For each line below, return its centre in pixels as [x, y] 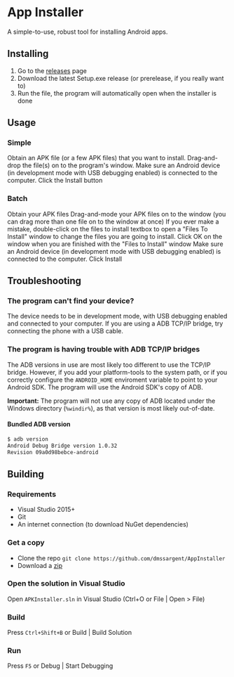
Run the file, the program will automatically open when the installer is [117, 93]
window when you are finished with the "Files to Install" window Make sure [115, 244]
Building [26, 474]
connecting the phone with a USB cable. [66, 331]
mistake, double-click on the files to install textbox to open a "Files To [108, 228]
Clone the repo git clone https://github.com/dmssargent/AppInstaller [121, 558]
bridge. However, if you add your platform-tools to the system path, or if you [117, 372]
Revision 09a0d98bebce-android [53, 452]
